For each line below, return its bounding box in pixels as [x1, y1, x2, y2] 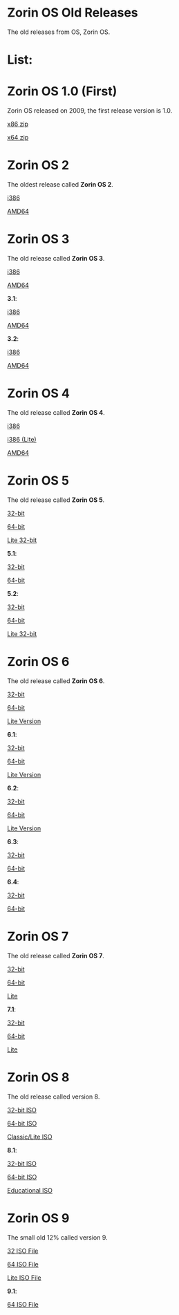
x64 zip [7, 133, 29, 142]
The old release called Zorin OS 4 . [7, 408, 105, 416]
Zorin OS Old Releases [7, 5, 138, 21]
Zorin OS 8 [7, 1070, 70, 1085]
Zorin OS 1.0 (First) [7, 84, 117, 100]
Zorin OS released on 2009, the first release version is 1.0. [7, 106, 173, 115]
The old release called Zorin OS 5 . [7, 496, 105, 504]
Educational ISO [7, 1186, 53, 1194]
